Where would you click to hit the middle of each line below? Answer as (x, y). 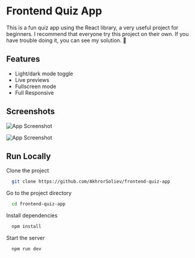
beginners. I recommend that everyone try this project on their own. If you (97, 34)
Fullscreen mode (36, 86)
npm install (27, 227)
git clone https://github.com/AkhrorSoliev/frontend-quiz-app (91, 182)
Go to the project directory (39, 193)
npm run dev (27, 249)
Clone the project (28, 171)
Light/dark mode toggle (44, 74)
